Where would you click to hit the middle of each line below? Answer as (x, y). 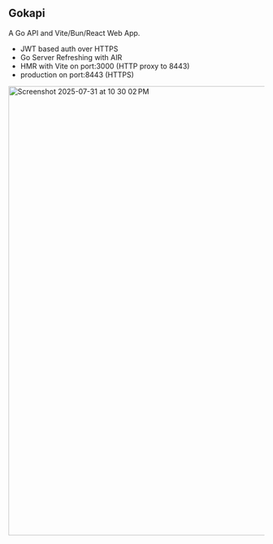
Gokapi (27, 13)
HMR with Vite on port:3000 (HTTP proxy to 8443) (105, 66)
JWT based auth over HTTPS (69, 49)
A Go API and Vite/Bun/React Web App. (74, 33)
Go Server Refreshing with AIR (71, 57)
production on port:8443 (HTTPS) (77, 74)
